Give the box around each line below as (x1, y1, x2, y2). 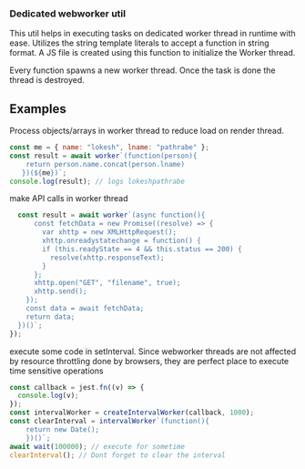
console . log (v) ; (17, 391, 79, 401)
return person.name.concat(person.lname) (25, 159, 185, 168)
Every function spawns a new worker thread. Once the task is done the (9, 65, 276, 76)
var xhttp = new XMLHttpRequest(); (42, 228, 178, 237)
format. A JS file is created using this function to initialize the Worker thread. (9, 47, 296, 58)
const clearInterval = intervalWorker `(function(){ (9, 417, 209, 426)
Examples (9, 101, 66, 117)
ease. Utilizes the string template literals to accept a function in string (9, 37, 270, 48)
